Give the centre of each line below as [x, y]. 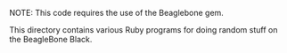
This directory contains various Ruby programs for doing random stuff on [143, 30]
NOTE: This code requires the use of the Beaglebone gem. [117, 13]
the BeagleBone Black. [51, 39]
